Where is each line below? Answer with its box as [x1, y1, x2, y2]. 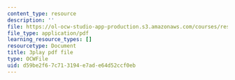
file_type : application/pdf [7, 29, 90, 37]
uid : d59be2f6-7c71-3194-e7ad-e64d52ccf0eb [7, 62, 136, 69]
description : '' [7, 17, 55, 24]
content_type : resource [7, 10, 77, 17]
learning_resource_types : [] [7, 36, 92, 43]
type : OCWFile [7, 56, 49, 63]
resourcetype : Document [7, 42, 77, 49]
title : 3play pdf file [7, 49, 73, 56]
